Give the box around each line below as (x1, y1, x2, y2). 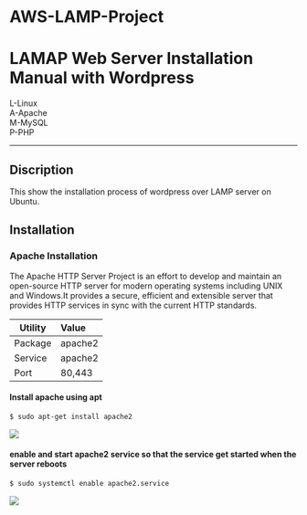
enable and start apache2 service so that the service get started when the (9, 449, 297, 460)
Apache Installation (9, 249, 99, 262)
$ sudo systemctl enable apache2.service (9, 478, 170, 488)
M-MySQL (9, 117, 48, 129)
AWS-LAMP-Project (9, 6, 164, 27)
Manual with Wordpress (9, 68, 195, 89)
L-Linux (9, 98, 38, 109)
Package (14, 336, 52, 349)
